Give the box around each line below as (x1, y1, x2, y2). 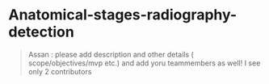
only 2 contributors (27, 66, 92, 76)
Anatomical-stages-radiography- (8, 6, 237, 24)
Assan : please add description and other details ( (27, 49, 194, 59)
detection (8, 23, 74, 41)
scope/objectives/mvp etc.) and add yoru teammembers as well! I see (27, 58, 261, 68)
